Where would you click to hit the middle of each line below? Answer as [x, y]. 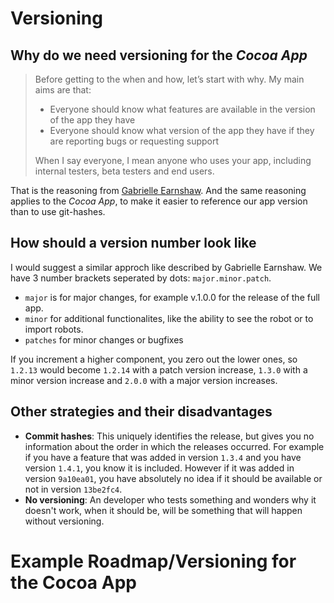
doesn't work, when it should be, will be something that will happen [163, 510]
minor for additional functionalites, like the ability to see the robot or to [169, 318]
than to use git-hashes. [58, 211]
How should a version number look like [133, 243]
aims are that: [63, 90]
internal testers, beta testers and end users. [124, 171]
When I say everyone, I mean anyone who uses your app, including [173, 160]
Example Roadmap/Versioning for [153, 561]
